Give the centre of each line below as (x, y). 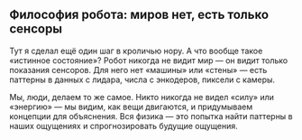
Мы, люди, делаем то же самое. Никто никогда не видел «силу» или (142, 97)
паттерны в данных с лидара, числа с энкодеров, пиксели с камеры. (142, 79)
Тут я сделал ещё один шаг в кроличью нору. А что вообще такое (136, 51)
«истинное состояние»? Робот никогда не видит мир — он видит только (149, 60)
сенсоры (36, 29)
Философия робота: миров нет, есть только (139, 15)
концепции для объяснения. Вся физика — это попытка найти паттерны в (151, 116)
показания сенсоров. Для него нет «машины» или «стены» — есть (138, 70)
